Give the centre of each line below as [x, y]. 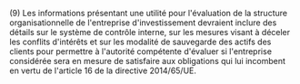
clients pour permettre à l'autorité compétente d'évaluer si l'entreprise [141, 51]
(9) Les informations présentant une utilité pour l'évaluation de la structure [149, 13]
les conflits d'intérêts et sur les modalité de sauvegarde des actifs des [140, 42]
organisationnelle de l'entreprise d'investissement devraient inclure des [143, 23]
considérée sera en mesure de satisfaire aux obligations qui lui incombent [148, 61]
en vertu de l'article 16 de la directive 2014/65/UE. [103, 70]
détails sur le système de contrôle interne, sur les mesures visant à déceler [150, 32]
